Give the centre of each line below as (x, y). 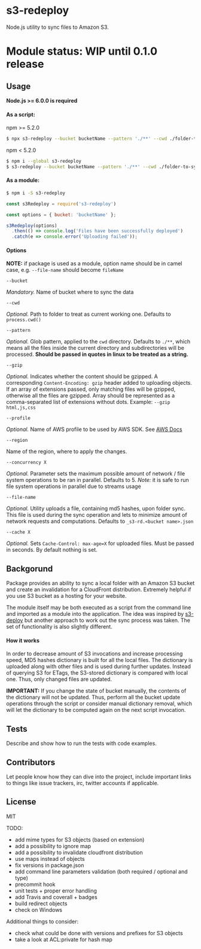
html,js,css (21, 408)
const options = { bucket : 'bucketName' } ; (61, 215)
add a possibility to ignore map (53, 846)
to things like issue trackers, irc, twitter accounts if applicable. (83, 783)
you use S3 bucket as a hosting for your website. (66, 596)
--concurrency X (26, 463)
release (25, 64)
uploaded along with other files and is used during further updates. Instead (99, 666)
